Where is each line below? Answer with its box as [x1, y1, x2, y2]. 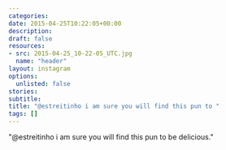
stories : [8, 87, 38, 96]
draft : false [8, 34, 53, 43]
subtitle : [8, 95, 42, 103]
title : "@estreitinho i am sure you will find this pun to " [8, 102, 220, 110]
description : [8, 27, 53, 35]
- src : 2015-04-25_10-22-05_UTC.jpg [8, 49, 133, 58]
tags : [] [8, 110, 38, 118]
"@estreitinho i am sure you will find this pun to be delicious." [8, 132, 214, 142]
